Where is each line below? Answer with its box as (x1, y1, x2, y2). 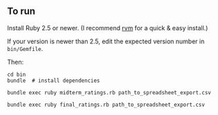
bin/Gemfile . (7, 44, 43, 52)
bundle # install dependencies (7, 77, 100, 84)
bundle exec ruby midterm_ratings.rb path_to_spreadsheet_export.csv (7, 89, 212, 96)
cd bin (7, 71, 26, 78)
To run (7, 6, 36, 17)
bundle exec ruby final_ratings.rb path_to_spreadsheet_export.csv (7, 101, 206, 108)
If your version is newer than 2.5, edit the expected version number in (7, 37, 205, 45)
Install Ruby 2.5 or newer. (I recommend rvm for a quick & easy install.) (7, 23, 208, 32)
